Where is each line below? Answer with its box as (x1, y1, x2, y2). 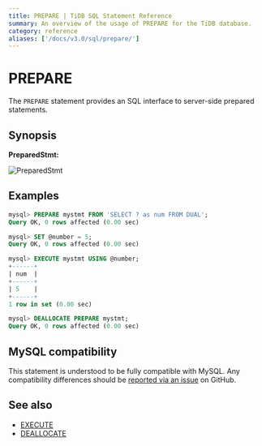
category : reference (8, 27, 79, 35)
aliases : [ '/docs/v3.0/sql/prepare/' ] (8, 34, 140, 43)
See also (8, 398, 53, 412)
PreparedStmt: (8, 150, 59, 159)
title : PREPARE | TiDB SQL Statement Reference (8, 11, 173, 20)
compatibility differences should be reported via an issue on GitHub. (8, 375, 237, 384)
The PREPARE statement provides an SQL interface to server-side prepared (8, 96, 255, 106)
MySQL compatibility (8, 345, 118, 358)
